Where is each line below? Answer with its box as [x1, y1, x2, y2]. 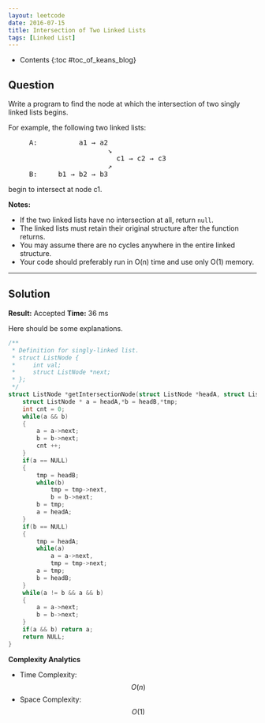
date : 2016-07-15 [8, 19, 65, 27]
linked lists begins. [8, 107, 69, 117]
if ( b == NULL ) [22, 522, 69, 530]
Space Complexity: [19, 695, 81, 704]
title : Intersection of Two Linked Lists [8, 26, 147, 34]
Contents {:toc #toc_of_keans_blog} [19, 55, 136, 65]
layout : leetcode [8, 11, 65, 20]
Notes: [8, 200, 32, 209]
